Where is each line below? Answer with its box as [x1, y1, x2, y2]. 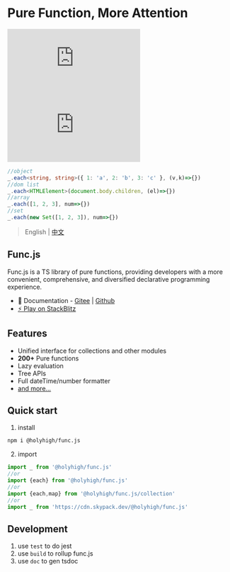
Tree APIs [17, 369, 47, 378]
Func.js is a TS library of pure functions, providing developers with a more [7, 268, 223, 276]
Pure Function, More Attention [7, 5, 188, 21]
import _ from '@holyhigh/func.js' [7, 463, 113, 471]
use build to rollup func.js [17, 549, 93, 558]
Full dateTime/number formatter [17, 376, 111, 385]
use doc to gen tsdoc [17, 557, 79, 566]
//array [7, 194, 30, 202]
